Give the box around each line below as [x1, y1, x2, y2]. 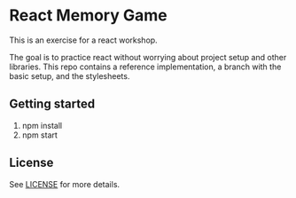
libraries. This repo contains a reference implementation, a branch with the [9, 61, 282, 72]
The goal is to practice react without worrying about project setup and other [9, 51, 287, 62]
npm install [21, 120, 63, 131]
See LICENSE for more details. [9, 178, 121, 189]
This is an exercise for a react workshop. [9, 35, 158, 45]
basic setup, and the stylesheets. [9, 70, 130, 81]
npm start [21, 130, 58, 140]
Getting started [9, 97, 96, 112]
